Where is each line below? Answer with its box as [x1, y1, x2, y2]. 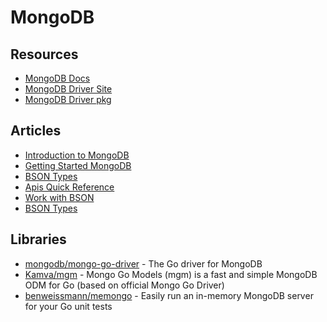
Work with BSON [24, 191, 95, 203]
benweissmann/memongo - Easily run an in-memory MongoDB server [24, 289, 314, 301]
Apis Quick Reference [24, 181, 115, 193]
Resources [10, 46, 79, 63]
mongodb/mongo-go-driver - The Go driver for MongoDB [24, 257, 263, 270]
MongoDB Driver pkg [24, 94, 112, 105]
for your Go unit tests [24, 300, 113, 312]
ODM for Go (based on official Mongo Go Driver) [24, 279, 225, 291]
